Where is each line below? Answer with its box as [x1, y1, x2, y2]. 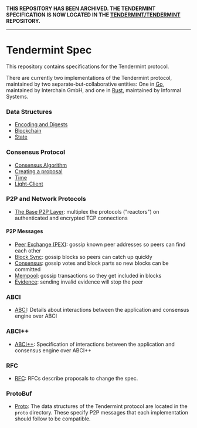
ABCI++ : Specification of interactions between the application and [14, 341, 175, 348]
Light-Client [14, 180, 43, 187]
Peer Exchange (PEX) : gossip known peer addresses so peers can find [14, 241, 186, 248]
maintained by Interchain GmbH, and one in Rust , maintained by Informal [6, 86, 181, 93]
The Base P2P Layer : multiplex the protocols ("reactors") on [14, 208, 159, 215]
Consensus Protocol [6, 148, 66, 156]
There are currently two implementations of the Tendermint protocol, [6, 74, 172, 81]
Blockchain [14, 127, 42, 134]
